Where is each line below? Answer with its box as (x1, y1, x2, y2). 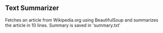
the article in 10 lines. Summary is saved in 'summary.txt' (5, 22, 121, 28)
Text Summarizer (5, 4, 59, 12)
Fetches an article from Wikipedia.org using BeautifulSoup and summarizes (5, 17, 159, 23)
